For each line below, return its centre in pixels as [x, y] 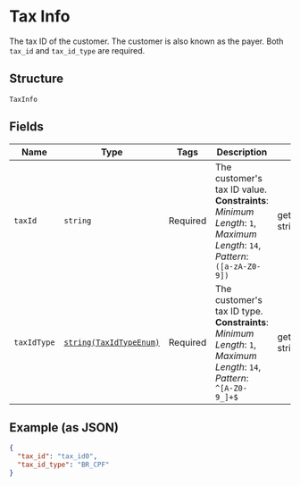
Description [242, 152]
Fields [27, 127]
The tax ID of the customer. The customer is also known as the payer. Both [146, 41]
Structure [37, 79]
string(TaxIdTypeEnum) [112, 342]
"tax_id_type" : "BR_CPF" [63, 465]
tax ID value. [241, 189]
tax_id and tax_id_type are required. [77, 50]
